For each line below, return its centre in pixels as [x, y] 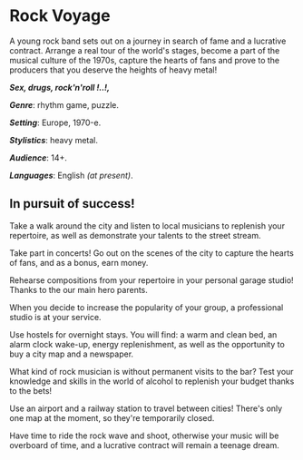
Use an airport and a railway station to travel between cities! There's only [146, 408]
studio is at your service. [55, 317]
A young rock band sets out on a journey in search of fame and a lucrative [148, 41]
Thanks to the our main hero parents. [78, 289]
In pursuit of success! [72, 204]
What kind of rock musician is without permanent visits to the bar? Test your [151, 371]
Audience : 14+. [39, 157]
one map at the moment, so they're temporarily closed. [112, 417]
